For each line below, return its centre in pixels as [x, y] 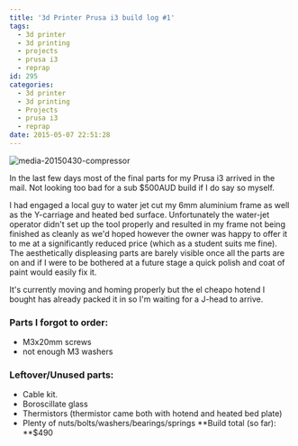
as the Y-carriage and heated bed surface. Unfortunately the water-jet [140, 214]
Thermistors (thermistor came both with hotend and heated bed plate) [152, 414]
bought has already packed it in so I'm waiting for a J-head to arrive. [136, 299]
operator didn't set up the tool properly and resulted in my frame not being [148, 224]
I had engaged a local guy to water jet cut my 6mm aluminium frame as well [149, 205]
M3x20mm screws [57, 342]
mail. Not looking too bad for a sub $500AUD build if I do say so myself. [142, 187]
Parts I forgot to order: [59, 323]
